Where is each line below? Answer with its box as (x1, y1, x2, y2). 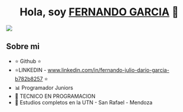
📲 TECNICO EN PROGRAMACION (14, 93, 96, 100)
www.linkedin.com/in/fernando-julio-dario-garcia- (47, 66, 169, 73)
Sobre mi (6, 41, 40, 52)
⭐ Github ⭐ (14, 57, 41, 64)
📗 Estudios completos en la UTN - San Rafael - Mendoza (14, 98, 153, 106)
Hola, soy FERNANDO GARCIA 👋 (19, 5, 179, 19)
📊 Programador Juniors (14, 84, 74, 91)
